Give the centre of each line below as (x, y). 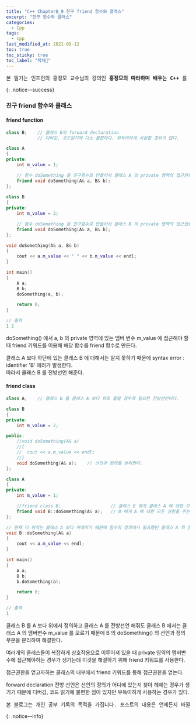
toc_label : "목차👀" (29, 60)
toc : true (18, 50)
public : (15, 436)
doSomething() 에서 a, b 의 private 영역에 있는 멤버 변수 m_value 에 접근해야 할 (97, 338)
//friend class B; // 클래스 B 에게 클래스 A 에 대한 (100, 506)
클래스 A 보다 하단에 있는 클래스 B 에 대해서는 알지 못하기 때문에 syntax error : (95, 358)
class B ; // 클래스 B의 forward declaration (62, 132)
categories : (20, 22)
